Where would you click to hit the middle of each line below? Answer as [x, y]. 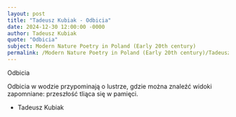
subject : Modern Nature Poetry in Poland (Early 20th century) [102, 46]
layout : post [26, 14]
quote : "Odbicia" [33, 40]
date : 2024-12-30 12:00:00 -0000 [56, 27]
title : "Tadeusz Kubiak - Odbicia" [59, 20]
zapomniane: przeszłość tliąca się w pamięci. [73, 94]
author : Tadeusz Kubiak [42, 33]
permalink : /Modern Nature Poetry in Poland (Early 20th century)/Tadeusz [119, 53]
